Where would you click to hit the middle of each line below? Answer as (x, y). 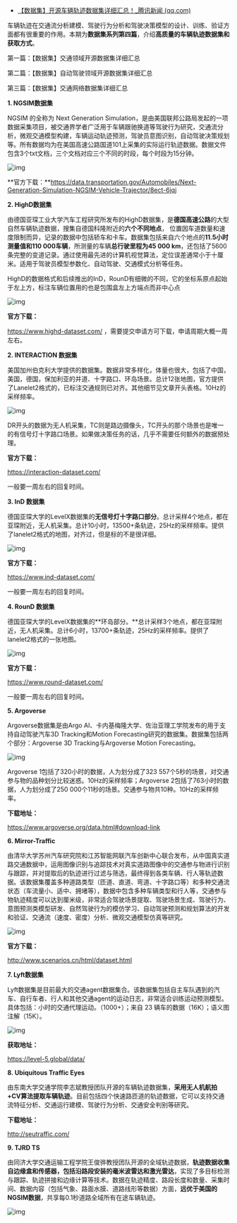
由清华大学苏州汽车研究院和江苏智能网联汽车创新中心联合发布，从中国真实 (115, 855)
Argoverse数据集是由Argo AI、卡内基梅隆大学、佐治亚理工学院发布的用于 (114, 725)
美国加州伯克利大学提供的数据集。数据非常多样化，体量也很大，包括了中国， (119, 370)
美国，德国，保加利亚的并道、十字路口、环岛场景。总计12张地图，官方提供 (116, 379)
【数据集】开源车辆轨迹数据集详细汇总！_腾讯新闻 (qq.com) (104, 10)
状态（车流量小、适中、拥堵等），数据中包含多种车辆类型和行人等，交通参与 (117, 891)
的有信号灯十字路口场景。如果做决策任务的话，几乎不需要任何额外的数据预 (115, 434)
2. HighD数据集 (30, 204)
